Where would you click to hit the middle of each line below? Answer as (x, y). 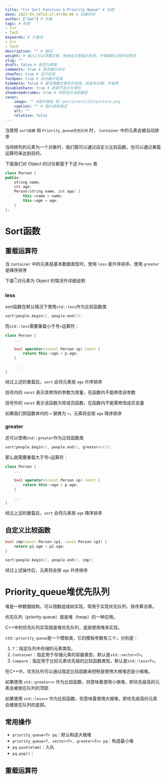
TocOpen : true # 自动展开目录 (34, 79)
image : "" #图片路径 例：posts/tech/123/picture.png (67, 102)
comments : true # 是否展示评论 (35, 70)
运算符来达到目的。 (25, 153)
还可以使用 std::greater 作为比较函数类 (44, 438)
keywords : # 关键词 (24, 38)
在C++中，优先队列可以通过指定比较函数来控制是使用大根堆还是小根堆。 (79, 672)
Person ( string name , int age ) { (47, 192)
